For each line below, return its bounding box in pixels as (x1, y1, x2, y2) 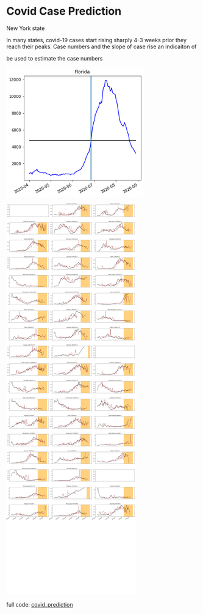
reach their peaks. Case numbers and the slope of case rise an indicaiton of (6, 43, 197, 50)
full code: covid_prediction (6, 601, 73, 608)
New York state (6, 24, 45, 32)
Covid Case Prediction (6, 4, 122, 18)
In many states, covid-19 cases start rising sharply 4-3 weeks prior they (6, 36, 187, 43)
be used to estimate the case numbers (6, 54, 103, 62)
